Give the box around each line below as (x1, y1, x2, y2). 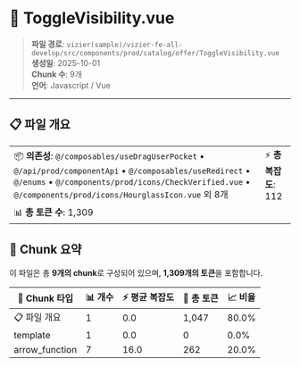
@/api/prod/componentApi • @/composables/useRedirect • (13, 164, 251, 177)
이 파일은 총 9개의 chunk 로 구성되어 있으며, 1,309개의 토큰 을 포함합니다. (9, 267, 263, 278)
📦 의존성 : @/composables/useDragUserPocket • (13, 149, 205, 162)
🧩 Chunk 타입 (17, 292, 74, 304)
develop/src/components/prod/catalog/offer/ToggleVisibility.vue (30, 48, 279, 57)
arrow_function (13, 343, 78, 355)
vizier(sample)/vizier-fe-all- (66, 40, 183, 49)
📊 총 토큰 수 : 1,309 (13, 205, 94, 218)
